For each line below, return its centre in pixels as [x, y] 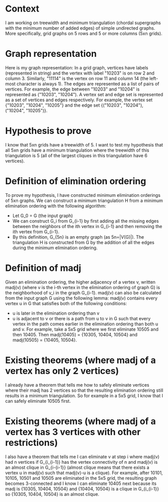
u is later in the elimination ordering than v [56, 313]
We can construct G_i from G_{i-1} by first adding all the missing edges [86, 221]
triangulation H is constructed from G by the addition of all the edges [83, 242]
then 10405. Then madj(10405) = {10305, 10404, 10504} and [75, 334]
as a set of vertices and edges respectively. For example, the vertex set [79, 100]
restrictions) [32, 442]
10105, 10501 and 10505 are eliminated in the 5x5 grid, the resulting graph [81, 478]
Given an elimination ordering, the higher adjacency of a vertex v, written [80, 282]
